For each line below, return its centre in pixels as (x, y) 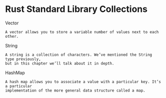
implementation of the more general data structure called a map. (75, 91)
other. (12, 36)
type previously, (23, 59)
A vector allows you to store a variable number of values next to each (82, 32)
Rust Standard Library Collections (76, 9)
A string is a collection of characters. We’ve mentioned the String (79, 55)
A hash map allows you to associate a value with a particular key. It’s (83, 82)
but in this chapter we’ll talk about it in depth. (60, 63)
